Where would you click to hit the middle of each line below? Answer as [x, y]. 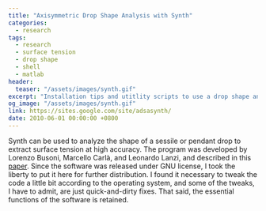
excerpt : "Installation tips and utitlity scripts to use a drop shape [129, 96]
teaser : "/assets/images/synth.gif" [76, 89]
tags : [17, 38]
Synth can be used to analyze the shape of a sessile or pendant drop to [125, 141]
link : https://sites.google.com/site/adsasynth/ [90, 111]
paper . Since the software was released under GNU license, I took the [122, 166]
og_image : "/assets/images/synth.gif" [72, 104]
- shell [28, 67]
